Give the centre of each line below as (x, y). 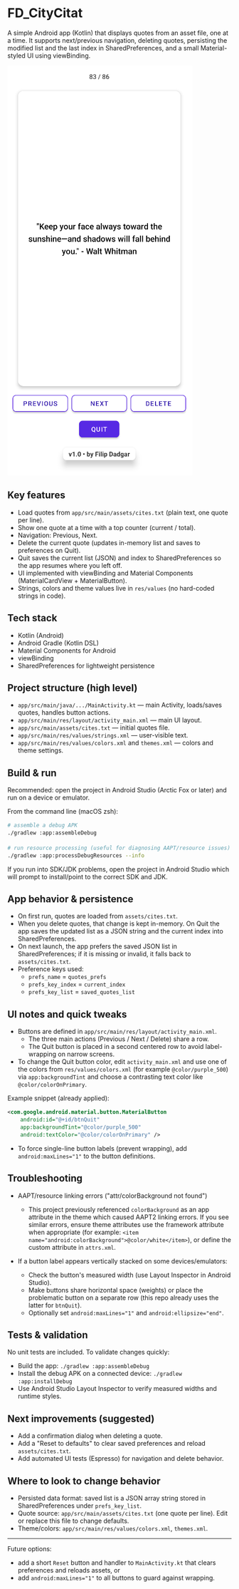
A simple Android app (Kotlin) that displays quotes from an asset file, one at (118, 33)
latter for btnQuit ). (55, 1305)
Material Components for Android (67, 651)
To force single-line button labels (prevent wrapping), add (102, 1148)
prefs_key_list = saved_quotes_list (81, 992)
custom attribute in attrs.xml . (72, 1247)
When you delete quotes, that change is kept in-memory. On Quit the (118, 923)
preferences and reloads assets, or (69, 1570)
